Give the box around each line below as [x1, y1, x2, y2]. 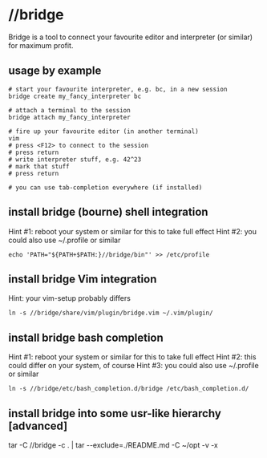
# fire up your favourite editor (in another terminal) [8, 127, 199, 136]
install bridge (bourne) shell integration [8, 205, 208, 219]
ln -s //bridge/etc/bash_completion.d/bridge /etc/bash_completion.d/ [8, 385, 249, 393]
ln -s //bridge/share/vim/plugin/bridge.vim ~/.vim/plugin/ [8, 309, 214, 318]
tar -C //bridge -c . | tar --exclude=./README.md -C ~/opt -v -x [8, 440, 218, 450]
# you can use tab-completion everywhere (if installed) [8, 183, 203, 192]
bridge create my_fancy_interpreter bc [8, 92, 142, 100]
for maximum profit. [8, 40, 74, 50]
